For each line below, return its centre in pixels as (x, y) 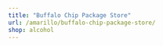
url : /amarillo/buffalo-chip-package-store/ (82, 23)
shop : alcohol (31, 30)
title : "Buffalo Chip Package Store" (70, 15)
